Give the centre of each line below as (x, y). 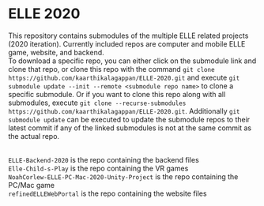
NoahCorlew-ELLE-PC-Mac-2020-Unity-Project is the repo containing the (123, 176)
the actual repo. (34, 136)
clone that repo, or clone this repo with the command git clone (111, 69)
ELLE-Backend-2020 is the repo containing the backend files (104, 159)
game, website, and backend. (56, 52)
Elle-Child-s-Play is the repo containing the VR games (98, 168)
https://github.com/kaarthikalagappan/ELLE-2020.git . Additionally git (124, 110)
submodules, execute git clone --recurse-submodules (97, 103)
